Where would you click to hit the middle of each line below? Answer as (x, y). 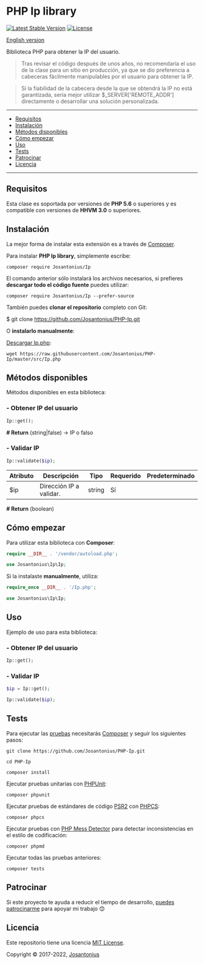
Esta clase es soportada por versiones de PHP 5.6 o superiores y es (91, 204)
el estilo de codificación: (37, 835)
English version (25, 40)
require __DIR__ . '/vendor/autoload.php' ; (62, 554)
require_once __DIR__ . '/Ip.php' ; (51, 587)
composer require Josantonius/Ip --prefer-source (70, 296)
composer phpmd (25, 846)
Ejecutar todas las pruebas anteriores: (54, 857)
